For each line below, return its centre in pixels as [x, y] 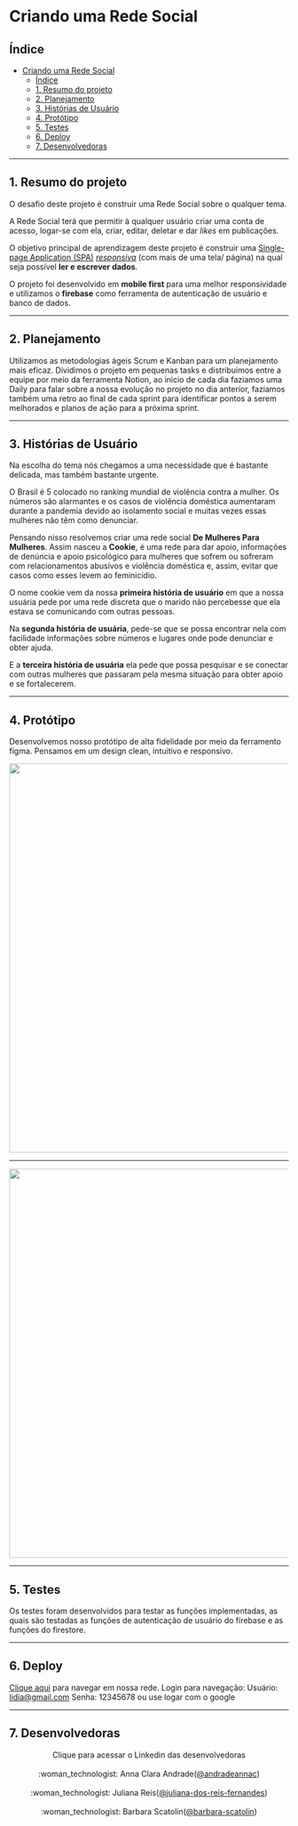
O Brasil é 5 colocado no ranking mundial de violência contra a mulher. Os [144, 492]
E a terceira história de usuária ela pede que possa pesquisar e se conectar [149, 665]
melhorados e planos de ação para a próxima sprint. [104, 407]
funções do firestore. [47, 1630]
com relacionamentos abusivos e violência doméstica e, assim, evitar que [144, 566]
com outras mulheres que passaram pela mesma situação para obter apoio [146, 674]
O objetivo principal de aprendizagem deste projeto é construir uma [133, 247]
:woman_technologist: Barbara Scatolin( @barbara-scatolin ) [149, 1811]
